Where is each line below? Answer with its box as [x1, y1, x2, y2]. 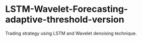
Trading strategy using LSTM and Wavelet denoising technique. [5, 30, 137, 36]
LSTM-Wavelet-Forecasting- [5, 3, 128, 15]
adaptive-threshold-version [5, 14, 124, 25]
